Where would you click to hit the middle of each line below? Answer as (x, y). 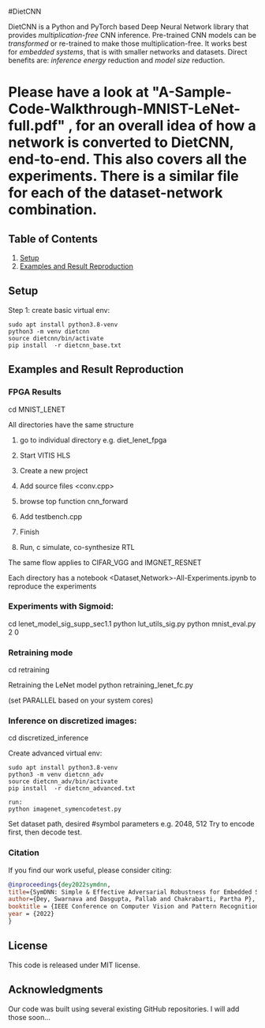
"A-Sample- (192, 92)
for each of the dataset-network (116, 193)
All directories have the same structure (71, 424)
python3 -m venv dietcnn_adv (56, 775)
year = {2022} (32, 914)
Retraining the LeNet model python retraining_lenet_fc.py (101, 685)
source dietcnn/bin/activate (56, 338)
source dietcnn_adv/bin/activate (63, 781)
